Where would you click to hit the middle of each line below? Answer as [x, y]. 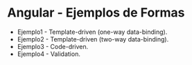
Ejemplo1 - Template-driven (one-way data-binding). [92, 32]
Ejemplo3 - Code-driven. [53, 46]
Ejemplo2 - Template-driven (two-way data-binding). [93, 39]
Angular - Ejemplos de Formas [96, 13]
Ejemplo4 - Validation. [49, 54]
